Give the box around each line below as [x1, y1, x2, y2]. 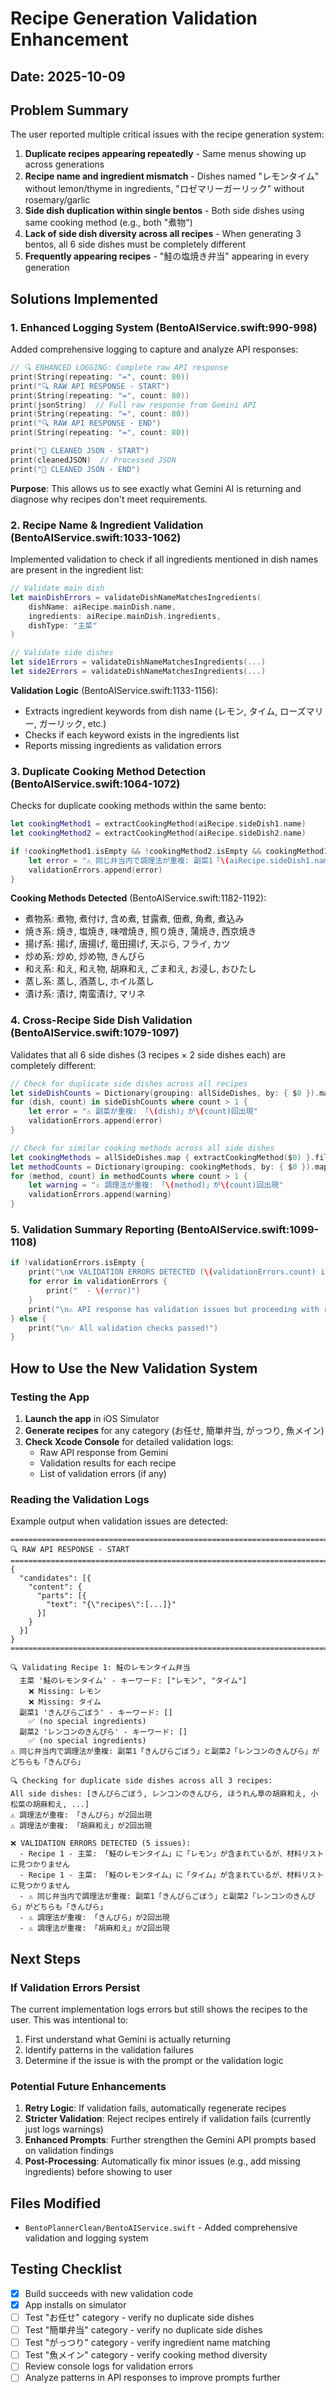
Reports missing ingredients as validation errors [24, 739, 222, 751]
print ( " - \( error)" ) [46, 1286, 141, 1296]
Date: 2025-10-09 [10, 68, 126, 85]
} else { [10, 1313, 47, 1324]
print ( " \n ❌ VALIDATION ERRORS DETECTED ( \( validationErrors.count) [28, 1267, 317, 1277]
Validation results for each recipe [39, 1457, 177, 1469]
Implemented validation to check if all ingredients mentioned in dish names [10, 553, 319, 565]
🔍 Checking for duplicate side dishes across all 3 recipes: [10, 1776, 273, 1786]
